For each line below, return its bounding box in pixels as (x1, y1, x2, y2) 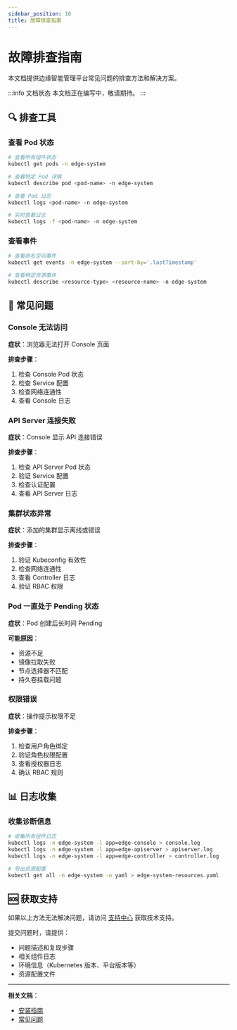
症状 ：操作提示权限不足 (8, 712, 76, 720)
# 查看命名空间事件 (8, 253, 57, 260)
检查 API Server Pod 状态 (18, 463, 91, 471)
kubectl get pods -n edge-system (8, 161, 106, 168)
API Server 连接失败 (8, 415, 76, 425)
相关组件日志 (18, 952, 56, 960)
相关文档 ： (8, 991, 39, 1000)
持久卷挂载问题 (18, 675, 62, 684)
